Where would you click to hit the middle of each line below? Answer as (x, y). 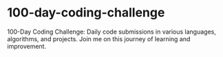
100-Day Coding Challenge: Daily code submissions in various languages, (112, 32)
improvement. (27, 46)
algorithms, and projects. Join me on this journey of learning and (99, 38)
